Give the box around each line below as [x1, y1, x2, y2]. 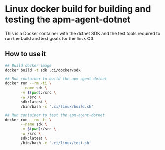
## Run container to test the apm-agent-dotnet [5, 112, 105, 118]
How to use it [5, 50, 46, 58]
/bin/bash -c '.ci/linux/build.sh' [20, 104, 94, 109]
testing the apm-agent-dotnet [5, 14, 131, 25]
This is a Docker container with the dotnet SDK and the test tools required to [5, 30, 161, 36]
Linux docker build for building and [5, 3, 151, 15]
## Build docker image [5, 63, 52, 68]
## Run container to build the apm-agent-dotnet [5, 76, 107, 81]
